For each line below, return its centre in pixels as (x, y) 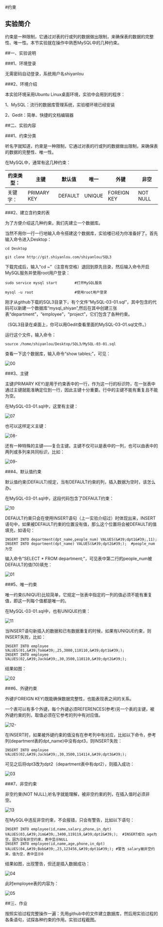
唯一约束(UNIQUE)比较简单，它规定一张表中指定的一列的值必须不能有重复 (79, 594)
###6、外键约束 (21, 688)
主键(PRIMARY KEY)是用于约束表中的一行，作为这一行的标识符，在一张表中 (80, 384)
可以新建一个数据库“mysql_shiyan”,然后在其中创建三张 (63, 308)
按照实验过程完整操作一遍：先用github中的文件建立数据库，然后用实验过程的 (81, 913)
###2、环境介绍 (21, 84)
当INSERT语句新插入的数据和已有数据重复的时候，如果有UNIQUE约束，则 (78, 631)
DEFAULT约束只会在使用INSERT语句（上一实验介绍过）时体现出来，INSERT (81, 518)
